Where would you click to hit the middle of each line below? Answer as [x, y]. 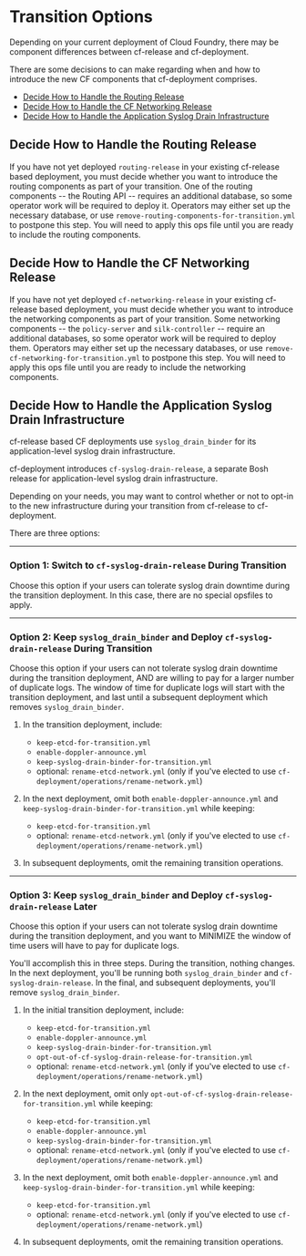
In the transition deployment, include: [92, 724]
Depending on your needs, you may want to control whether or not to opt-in [152, 496]
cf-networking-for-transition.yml [75, 358]
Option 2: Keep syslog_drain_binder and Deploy [116, 637]
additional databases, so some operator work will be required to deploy [143, 338]
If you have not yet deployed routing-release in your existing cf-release [145, 167]
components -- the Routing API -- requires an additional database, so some [151, 196]
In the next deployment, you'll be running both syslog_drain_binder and [144, 973]
